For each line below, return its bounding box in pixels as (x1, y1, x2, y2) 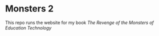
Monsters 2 (5, 3, 54, 14)
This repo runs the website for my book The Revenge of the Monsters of (5, 19, 154, 25)
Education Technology (5, 24, 51, 30)
